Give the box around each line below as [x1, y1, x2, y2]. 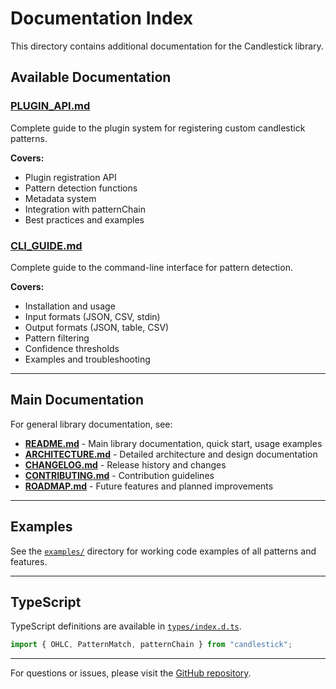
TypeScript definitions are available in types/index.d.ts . [10, 620, 242, 632]
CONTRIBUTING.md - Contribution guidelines [24, 469, 215, 481]
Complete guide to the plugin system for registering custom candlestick [10, 122, 306, 134]
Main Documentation [10, 392, 145, 409]
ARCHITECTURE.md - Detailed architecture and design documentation [24, 448, 318, 460]
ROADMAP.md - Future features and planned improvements [24, 480, 274, 492]
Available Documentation [10, 69, 172, 86]
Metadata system [24, 192, 97, 204]
